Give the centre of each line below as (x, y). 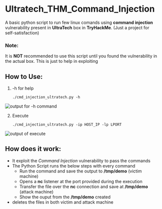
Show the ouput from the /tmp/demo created (65, 197)
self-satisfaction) (22, 33)
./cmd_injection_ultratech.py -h (46, 97)
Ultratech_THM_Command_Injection (80, 9)
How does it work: (33, 149)
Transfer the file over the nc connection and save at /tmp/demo (84, 187)
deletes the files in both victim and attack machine (63, 202)
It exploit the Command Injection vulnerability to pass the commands (81, 161)
